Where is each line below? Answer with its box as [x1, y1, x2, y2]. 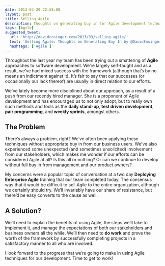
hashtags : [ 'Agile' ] [9, 44, 52, 49]
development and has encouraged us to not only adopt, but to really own [5, 98, 152, 104]
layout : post [5, 12, 32, 17]
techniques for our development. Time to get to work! [5, 255, 113, 261]
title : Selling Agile [5, 16, 50, 21]
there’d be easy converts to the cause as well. [5, 192, 98, 198]
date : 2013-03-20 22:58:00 [5, 7, 60, 12]
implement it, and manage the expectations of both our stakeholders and [5, 225, 152, 231]
